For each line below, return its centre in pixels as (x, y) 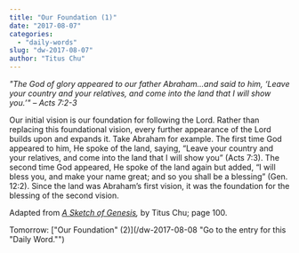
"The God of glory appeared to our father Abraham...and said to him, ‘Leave (150, 84)
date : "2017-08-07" (45, 26)
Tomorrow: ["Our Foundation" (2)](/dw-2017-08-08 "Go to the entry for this (148, 230)
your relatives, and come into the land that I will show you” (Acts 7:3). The (145, 158)
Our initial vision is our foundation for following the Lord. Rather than (134, 120)
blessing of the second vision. (65, 195)
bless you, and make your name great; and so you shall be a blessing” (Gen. (149, 177)
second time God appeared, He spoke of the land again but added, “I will (142, 167)
